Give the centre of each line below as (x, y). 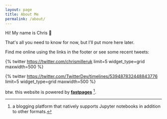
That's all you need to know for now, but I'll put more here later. (70, 42)
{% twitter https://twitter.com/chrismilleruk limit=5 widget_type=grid (75, 62)
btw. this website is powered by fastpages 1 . (51, 92)
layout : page (19, 10)
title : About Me (22, 14)
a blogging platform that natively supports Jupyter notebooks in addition (86, 106)
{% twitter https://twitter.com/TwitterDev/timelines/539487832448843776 (82, 77)
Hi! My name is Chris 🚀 (29, 33)
